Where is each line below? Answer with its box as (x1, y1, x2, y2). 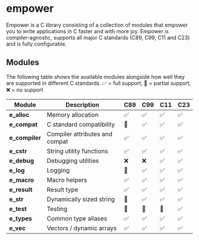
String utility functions (46, 147, 108, 155)
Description (65, 100, 99, 108)
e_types (9, 214, 33, 222)
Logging (46, 166, 70, 174)
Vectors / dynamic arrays (46, 224, 117, 232)
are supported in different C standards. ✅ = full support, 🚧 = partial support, (6, 79, 191, 87)
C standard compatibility (46, 120, 115, 129)
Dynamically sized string (46, 195, 115, 203)
